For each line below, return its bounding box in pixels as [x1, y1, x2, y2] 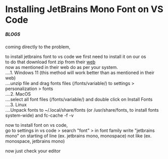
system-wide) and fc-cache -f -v [5, 112, 74, 119]
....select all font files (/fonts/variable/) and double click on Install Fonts [5, 97, 153, 103]
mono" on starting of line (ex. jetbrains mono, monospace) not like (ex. [5, 133, 152, 139]
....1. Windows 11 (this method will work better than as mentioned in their [5, 69, 155, 76]
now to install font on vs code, [5, 122, 68, 128]
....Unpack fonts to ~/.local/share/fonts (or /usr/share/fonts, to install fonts [5, 107, 159, 113]
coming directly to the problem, [5, 44, 71, 50]
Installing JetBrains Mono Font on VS [5, 4, 163, 15]
